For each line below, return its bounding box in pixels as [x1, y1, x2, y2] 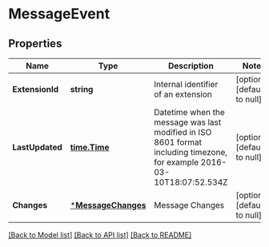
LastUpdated [12, 141, 62, 153]
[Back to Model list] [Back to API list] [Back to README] [8, 230, 192, 240]
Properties [8, 37, 62, 50]
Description [167, 61, 214, 71]
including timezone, [153, 147, 228, 157]
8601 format [153, 137, 203, 148]
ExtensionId [12, 84, 59, 94]
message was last [153, 117, 222, 128]
